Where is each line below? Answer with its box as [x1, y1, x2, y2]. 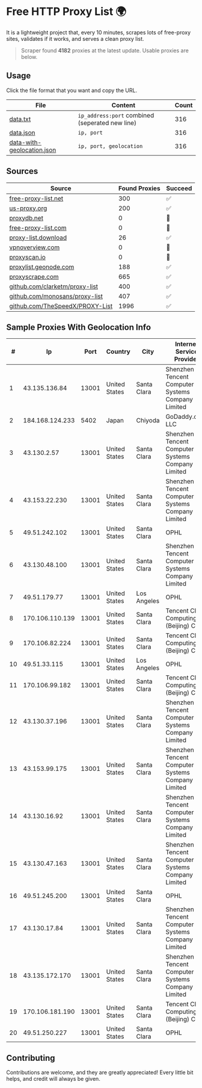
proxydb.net [9, 214, 44, 222]
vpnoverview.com [9, 243, 60, 252]
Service [175, 347, 198, 356]
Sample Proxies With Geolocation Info [6, 322, 151, 332]
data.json [9, 128, 35, 137]
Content [111, 100, 136, 109]
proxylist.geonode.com [9, 262, 75, 271]
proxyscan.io [9, 253, 46, 261]
